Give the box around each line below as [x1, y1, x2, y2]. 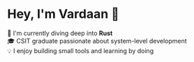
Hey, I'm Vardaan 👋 [7, 6, 120, 22]
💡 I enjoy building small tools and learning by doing [7, 46, 154, 54]
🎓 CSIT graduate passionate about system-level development [7, 37, 187, 45]
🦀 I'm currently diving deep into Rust [7, 29, 113, 37]
